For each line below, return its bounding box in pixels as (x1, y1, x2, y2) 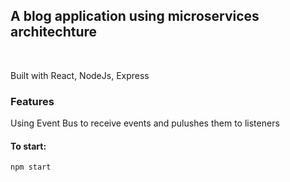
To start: (10, 140, 47, 152)
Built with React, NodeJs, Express (10, 69, 150, 81)
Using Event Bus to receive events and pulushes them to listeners (10, 117, 280, 129)
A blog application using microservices (10, 8, 260, 25)
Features (10, 94, 55, 108)
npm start (10, 162, 52, 173)
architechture (10, 24, 98, 41)
